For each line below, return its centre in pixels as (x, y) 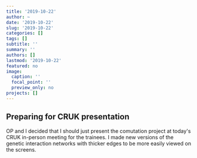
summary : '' (21, 50)
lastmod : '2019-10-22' (34, 60)
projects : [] (22, 93)
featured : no (22, 66)
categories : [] (25, 33)
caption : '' (26, 77)
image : (14, 71)
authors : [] (21, 55)
